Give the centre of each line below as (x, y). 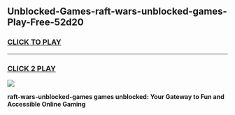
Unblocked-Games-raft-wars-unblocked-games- (117, 11)
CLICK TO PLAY (34, 43)
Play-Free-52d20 (45, 23)
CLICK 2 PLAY (31, 68)
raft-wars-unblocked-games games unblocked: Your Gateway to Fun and (116, 96)
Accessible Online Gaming (47, 104)
